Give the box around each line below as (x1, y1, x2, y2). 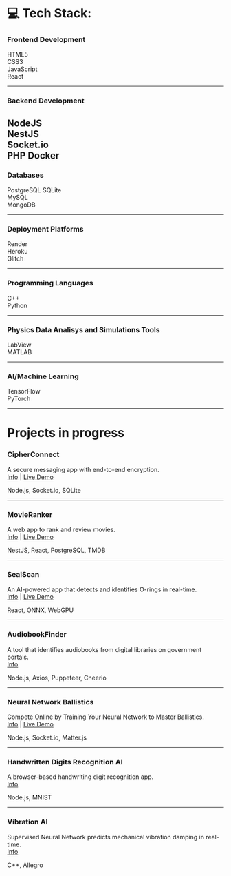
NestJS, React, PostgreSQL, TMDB (7, 546, 106, 555)
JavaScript (7, 65, 38, 73)
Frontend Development (7, 35, 86, 45)
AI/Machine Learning (7, 371, 79, 381)
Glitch (7, 254, 24, 263)
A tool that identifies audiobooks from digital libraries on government (7, 645, 202, 653)
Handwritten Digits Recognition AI (7, 757, 123, 766)
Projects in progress (7, 425, 125, 441)
